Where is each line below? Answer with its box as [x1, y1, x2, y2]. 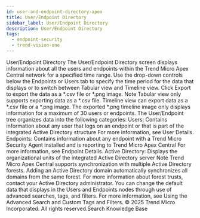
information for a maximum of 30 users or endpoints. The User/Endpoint [6, 109, 184, 117]
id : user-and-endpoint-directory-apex [6, 8, 103, 15]
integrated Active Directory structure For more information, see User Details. [6, 128, 194, 135]
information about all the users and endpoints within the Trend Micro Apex [6, 65, 189, 72]
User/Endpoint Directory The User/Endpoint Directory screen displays [6, 58, 178, 66]
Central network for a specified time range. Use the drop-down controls [6, 71, 183, 78]
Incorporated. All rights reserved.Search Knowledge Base [6, 205, 148, 212]
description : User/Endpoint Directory [6, 25, 103, 32]
